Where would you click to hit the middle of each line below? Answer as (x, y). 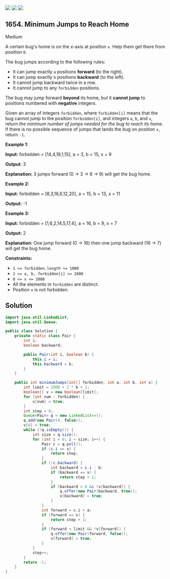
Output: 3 (16, 164)
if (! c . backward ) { (62, 463)
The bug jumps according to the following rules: (55, 62)
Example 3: (17, 213)
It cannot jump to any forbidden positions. (56, 88)
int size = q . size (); (55, 435)
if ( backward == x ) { (73, 472)
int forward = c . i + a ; (67, 510)
